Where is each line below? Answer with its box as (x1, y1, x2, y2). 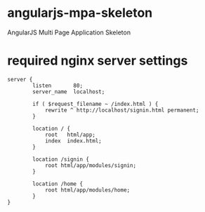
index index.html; (44, 137, 102, 145)
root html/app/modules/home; (44, 186, 131, 194)
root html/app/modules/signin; (44, 161, 137, 169)
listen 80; (32, 82, 83, 89)
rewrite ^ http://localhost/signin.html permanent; (44, 107, 199, 114)
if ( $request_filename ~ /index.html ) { (32, 100, 159, 107)
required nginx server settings (7, 53, 188, 69)
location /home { (32, 180, 83, 187)
